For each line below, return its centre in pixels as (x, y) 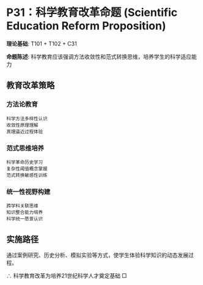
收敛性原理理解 (22, 125)
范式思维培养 (25, 148)
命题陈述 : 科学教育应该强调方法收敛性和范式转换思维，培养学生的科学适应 (99, 56)
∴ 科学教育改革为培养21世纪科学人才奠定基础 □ (67, 276)
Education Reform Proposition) (86, 26)
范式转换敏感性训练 (27, 175)
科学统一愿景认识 (25, 219)
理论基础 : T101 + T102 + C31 (42, 43)
